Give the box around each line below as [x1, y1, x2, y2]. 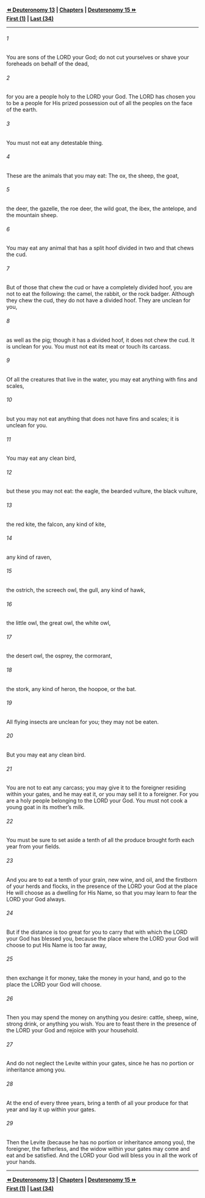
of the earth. [6, 106, 38, 113]
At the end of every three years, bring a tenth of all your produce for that [6, 1099, 189, 1106]
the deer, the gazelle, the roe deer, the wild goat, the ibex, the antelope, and [6, 205, 197, 212]
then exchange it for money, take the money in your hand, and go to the [6, 974, 186, 982]
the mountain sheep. [6, 212, 58, 219]
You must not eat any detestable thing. [6, 139, 104, 146]
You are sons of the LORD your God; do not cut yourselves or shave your [6, 54, 189, 61]
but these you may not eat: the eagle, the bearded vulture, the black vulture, [6, 487, 198, 495]
